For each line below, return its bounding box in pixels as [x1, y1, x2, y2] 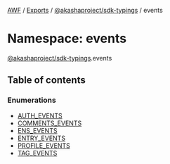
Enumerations [7, 95, 56, 105]
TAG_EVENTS [17, 149, 58, 157]
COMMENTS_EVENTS [17, 119, 82, 127]
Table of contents [7, 74, 86, 87]
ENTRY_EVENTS [17, 134, 65, 142]
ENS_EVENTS [17, 126, 58, 134]
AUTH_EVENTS [17, 111, 63, 120]
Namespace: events [7, 31, 127, 46]
